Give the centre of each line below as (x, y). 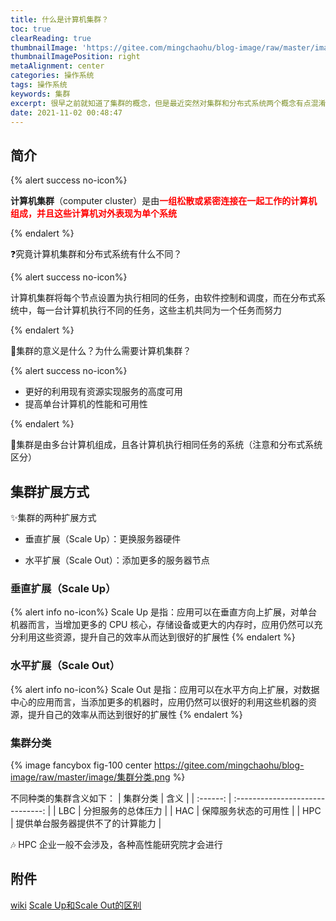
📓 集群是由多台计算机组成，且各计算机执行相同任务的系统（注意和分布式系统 (166, 445)
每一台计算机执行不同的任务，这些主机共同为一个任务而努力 (159, 310)
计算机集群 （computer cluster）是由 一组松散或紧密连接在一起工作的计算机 (164, 201)
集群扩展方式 (50, 491)
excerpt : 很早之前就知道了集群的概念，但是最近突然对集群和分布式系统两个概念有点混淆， (172, 103)
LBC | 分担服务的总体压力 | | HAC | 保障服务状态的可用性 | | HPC (190, 810)
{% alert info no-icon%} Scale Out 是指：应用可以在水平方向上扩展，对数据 (165, 689)
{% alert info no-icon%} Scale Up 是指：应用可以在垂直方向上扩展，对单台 (164, 612)
